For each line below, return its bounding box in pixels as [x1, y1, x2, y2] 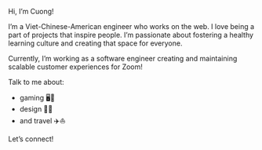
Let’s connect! [8, 134, 54, 144]
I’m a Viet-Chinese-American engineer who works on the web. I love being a [8, 22, 255, 31]
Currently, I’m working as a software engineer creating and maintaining [8, 54, 238, 63]
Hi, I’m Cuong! [8, 7, 54, 16]
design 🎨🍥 [19, 104, 53, 113]
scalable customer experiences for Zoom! [8, 62, 144, 71]
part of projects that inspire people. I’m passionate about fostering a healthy [8, 31, 253, 39]
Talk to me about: [8, 78, 64, 86]
